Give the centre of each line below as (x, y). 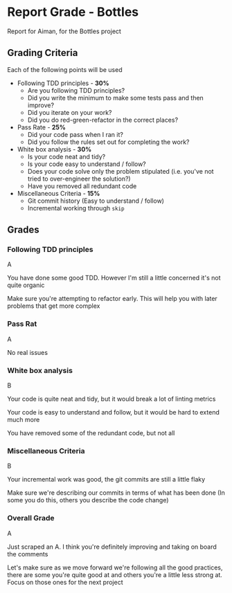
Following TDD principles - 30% (63, 83)
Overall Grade (31, 518)
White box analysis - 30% (54, 149)
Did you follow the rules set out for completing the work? (108, 142)
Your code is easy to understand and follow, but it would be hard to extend (113, 412)
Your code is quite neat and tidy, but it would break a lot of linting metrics (111, 399)
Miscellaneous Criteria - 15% (59, 193)
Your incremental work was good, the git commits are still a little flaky (106, 480)
